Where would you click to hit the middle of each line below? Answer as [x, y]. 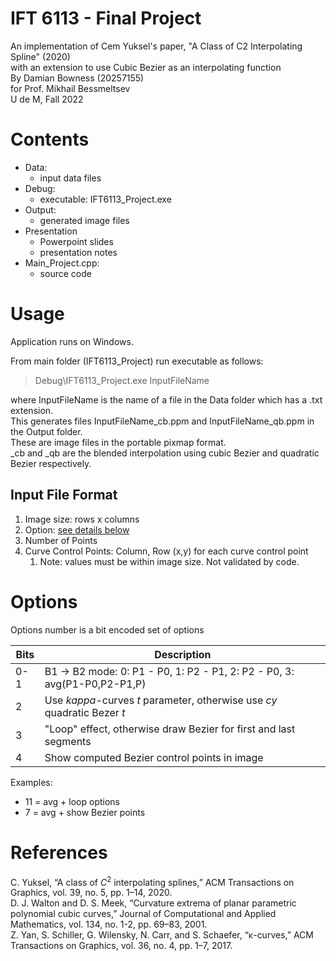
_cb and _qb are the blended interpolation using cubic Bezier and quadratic [165, 453]
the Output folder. [46, 431]
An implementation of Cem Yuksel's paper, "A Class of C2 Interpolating [156, 46]
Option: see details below [77, 529]
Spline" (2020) [40, 56]
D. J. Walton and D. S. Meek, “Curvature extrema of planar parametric [153, 903]
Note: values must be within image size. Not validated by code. [169, 561]
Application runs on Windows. [72, 341]
